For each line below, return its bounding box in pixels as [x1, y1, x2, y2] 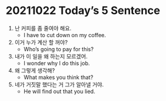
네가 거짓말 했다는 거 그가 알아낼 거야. [14, 80, 104, 88]
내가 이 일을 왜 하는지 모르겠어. [14, 52, 88, 60]
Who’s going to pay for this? [23, 45, 94, 52]
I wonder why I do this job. [23, 59, 91, 67]
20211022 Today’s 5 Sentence [5, 4, 161, 18]
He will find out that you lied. [23, 88, 95, 95]
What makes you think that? [23, 74, 94, 81]
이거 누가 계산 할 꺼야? [14, 38, 68, 46]
